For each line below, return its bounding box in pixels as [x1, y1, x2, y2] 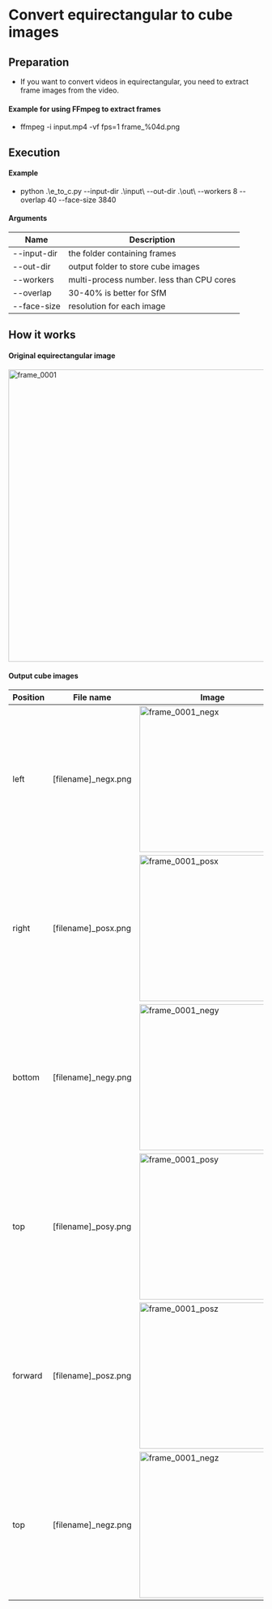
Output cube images [8, 671, 79, 681]
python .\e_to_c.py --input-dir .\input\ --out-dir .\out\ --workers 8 [19, 186, 238, 196]
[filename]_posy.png [52, 1220, 132, 1232]
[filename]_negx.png [52, 773, 132, 784]
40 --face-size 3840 [47, 195, 117, 205]
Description [129, 234, 176, 245]
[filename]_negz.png [52, 1519, 132, 1530]
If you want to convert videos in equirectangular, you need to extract [19, 77, 249, 86]
